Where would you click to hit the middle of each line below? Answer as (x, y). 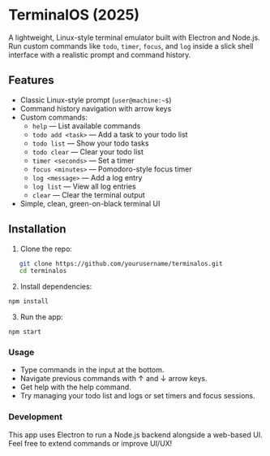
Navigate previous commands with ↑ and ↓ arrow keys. (114, 379)
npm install (28, 302)
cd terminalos (43, 271)
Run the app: (41, 317)
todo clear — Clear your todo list (88, 151)
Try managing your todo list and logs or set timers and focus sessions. (137, 396)
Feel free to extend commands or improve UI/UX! (90, 443)
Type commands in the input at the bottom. (92, 370)
